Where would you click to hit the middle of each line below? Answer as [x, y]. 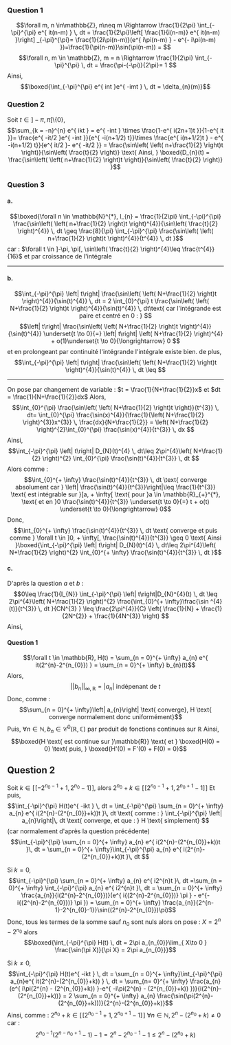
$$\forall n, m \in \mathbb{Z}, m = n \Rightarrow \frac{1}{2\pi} [106, 58]
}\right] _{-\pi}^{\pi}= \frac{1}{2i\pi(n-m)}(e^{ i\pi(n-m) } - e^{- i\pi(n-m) [115, 40]
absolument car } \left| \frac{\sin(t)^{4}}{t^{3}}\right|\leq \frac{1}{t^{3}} [115, 487]
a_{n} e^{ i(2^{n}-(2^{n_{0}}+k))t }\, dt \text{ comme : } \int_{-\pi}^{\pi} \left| [115, 813]
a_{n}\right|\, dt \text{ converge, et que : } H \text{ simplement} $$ [115, 821]
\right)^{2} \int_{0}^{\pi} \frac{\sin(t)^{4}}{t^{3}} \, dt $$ [121, 458]
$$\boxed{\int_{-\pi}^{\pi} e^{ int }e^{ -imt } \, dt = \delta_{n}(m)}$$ [115, 87]
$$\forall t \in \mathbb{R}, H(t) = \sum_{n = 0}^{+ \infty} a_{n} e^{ [115, 658]
